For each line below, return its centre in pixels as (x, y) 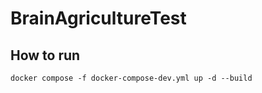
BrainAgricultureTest (98, 18)
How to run (45, 55)
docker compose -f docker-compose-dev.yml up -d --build (131, 78)
